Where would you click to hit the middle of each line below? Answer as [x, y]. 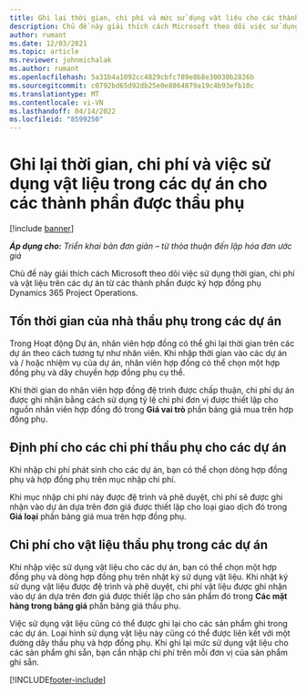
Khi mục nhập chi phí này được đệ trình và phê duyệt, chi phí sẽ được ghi [146, 496]
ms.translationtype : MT [55, 94]
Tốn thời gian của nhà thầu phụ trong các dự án [146, 321]
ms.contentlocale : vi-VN [56, 102]
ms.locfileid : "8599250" [56, 119]
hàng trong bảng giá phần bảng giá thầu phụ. [95, 606]
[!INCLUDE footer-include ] [58, 679]
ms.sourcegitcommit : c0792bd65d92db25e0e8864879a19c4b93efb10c [132, 86]
